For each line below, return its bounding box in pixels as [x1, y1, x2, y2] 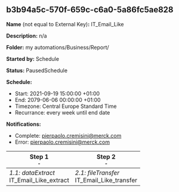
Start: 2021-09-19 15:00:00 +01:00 [14, 89, 100, 97]
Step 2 [96, 152, 116, 160]
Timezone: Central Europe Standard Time [14, 103, 117, 110]
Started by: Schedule [6, 55, 60, 62]
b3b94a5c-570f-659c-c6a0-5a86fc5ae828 [6, 5, 174, 15]
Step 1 [29, 152, 49, 160]
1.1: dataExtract [9, 168, 55, 176]
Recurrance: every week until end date [14, 109, 110, 116]
